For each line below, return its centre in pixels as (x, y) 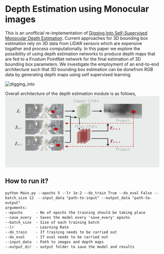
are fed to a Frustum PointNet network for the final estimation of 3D (73, 59)
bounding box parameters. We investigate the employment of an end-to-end (82, 64)
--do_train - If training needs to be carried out (61, 232)
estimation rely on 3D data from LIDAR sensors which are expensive (74, 43)
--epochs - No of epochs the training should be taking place (75, 212)
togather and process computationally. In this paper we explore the (73, 48)
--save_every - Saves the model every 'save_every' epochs (68, 217)
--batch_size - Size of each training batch (52, 222)
